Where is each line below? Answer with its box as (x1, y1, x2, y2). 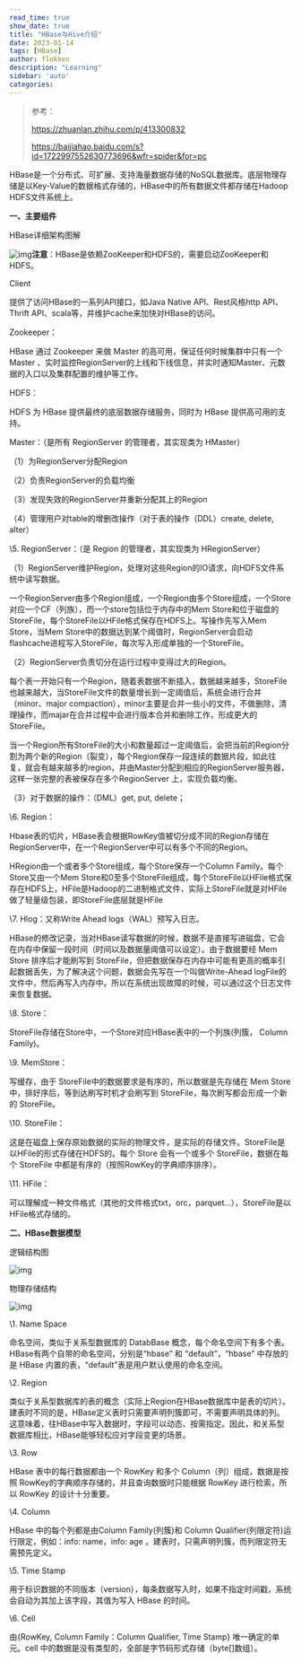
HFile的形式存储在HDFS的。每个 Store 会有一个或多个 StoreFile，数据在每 (16, 1148, 289, 1159)
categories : (9, 80, 54, 89)
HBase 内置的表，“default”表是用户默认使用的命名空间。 (19, 1359, 228, 1369)
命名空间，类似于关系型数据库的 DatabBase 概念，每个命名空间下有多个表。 (9, 1336, 289, 1347)
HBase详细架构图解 (9, 230, 81, 241)
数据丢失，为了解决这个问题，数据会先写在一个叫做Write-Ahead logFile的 (16, 966, 287, 976)
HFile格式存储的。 (9, 1208, 76, 1219)
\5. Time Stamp (9, 1565, 66, 1576)
